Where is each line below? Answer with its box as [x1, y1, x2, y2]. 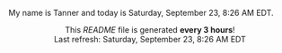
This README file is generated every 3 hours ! [65, 25, 235, 34]
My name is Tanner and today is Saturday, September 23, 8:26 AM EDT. [8, 8, 275, 18]
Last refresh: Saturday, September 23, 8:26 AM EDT [54, 34, 246, 44]
